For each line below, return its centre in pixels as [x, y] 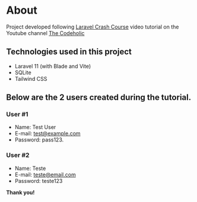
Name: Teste [30, 168]
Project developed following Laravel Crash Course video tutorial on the [93, 27]
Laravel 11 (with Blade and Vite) [53, 66]
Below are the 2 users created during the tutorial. [99, 98]
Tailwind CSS [31, 78]
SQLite [23, 72]
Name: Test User [35, 127]
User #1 [17, 115]
